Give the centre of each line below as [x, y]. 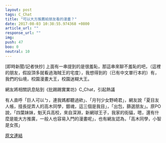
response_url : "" [23, 33]
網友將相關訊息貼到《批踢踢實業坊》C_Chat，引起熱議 [60, 89]
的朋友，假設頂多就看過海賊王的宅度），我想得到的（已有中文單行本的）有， [82, 72]
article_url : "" [22, 28]
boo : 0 [12, 47]
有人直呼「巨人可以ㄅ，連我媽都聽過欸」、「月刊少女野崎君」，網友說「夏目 [80, 100]
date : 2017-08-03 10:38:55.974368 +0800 [48, 24]
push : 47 [14, 42]
